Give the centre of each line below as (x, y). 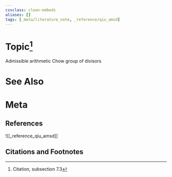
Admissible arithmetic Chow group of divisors (53, 61)
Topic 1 (19, 46)
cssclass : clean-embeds (31, 10)
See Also (25, 81)
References (24, 124)
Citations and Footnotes (44, 152)
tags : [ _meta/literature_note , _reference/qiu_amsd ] (63, 19)
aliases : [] (18, 15)
